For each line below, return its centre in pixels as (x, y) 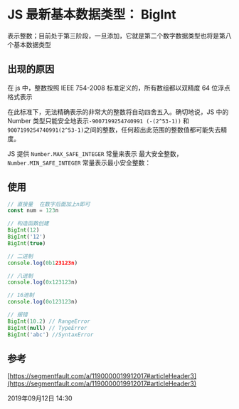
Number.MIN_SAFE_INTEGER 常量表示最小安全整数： (79, 162)
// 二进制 (20, 256)
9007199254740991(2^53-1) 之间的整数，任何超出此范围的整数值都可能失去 (114, 130)
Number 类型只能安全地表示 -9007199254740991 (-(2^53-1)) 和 (99, 120)
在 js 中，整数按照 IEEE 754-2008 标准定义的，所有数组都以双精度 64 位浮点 (119, 88)
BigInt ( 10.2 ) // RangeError (49, 321)
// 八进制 (20, 276)
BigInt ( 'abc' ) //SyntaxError (51, 335)
